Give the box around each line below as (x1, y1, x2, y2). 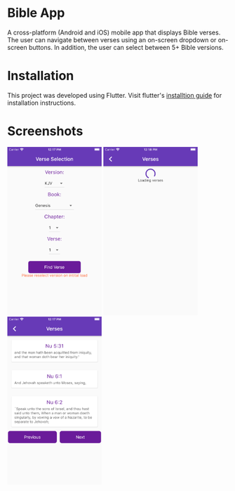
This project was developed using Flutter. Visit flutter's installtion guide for (7, 91, 222, 99)
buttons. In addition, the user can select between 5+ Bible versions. (28, 43, 224, 51)
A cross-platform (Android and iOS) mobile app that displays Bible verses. (7, 28, 221, 37)
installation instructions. (7, 98, 76, 107)
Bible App (7, 5, 65, 21)
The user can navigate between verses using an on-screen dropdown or (7, 35, 217, 44)
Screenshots (7, 123, 83, 139)
